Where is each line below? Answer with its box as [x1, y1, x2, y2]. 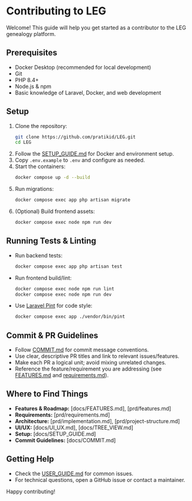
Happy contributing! [6, 488, 56, 495]
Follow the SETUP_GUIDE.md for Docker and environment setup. [14, 150, 175, 157]
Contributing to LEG [6, 4, 106, 18]
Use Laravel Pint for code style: [14, 302, 93, 309]
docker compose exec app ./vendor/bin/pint [14, 314, 126, 320]
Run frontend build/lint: [14, 274, 72, 281]
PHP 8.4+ [14, 76, 39, 83]
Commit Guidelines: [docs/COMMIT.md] [14, 436, 116, 444]
